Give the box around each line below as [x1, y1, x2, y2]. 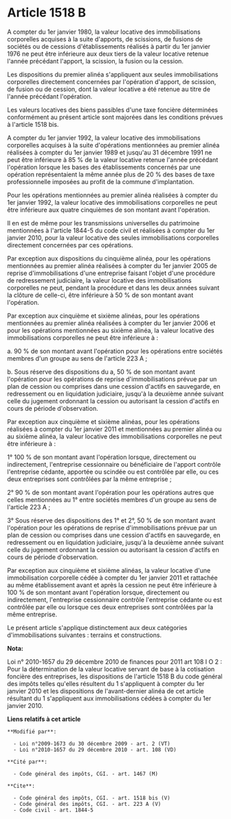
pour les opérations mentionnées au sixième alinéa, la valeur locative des [7, 326, 214, 334]
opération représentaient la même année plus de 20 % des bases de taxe [7, 170, 215, 179]
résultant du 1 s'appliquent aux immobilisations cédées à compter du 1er [7, 694, 212, 702]
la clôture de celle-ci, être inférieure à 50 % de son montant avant [7, 291, 194, 299]
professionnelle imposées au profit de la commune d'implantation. [7, 177, 195, 185]
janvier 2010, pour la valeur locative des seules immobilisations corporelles [7, 233, 219, 242]
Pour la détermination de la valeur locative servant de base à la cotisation [7, 665, 215, 673]
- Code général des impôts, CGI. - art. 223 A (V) [13, 800, 162, 807]
